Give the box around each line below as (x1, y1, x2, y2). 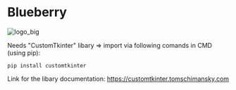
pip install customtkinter (7, 62, 87, 69)
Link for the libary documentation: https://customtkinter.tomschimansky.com (7, 75, 230, 83)
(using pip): (7, 49, 41, 57)
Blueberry (7, 4, 67, 20)
